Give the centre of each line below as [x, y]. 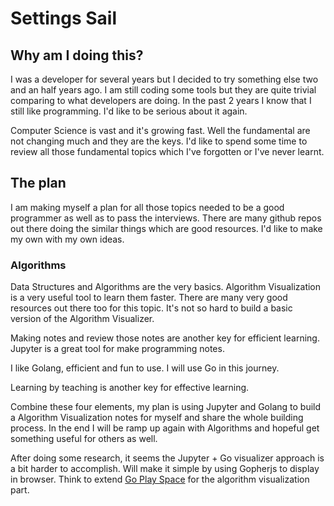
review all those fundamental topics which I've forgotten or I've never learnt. [167, 151]
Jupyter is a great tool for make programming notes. [117, 349]
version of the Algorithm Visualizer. [82, 319]
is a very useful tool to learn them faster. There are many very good [149, 298]
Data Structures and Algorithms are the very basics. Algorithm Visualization [166, 287]
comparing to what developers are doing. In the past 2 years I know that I [161, 100]
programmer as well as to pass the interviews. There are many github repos [166, 218]
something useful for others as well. [84, 439]
